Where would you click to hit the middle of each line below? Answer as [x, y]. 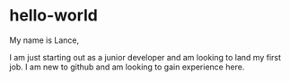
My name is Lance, [44, 40]
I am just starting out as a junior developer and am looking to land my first [145, 57]
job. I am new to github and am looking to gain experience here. [127, 67]
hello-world [54, 16]
